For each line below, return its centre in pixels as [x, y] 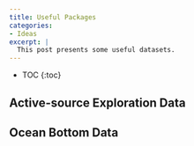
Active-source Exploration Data [97, 102]
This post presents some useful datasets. [96, 50]
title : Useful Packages [53, 17]
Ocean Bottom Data [64, 132]
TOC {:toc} [41, 75]
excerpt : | [29, 42]
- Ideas [23, 33]
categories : [31, 26]
